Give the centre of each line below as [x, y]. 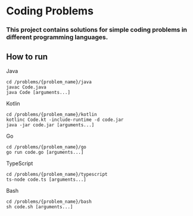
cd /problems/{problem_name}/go [46, 147]
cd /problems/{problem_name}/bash [49, 202]
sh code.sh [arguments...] [40, 207]
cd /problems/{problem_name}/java [49, 82]
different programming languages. [57, 37]
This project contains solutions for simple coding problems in [97, 30]
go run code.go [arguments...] [45, 152]
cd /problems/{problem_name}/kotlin [52, 114]
